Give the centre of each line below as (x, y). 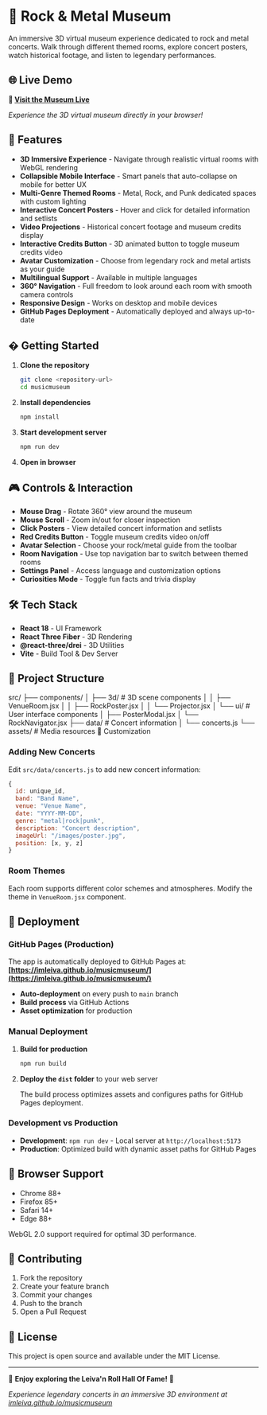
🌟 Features (35, 140)
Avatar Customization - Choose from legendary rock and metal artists (135, 260)
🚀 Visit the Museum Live (49, 99)
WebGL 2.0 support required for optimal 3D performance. (103, 1234)
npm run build (43, 1063)
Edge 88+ (36, 1218)
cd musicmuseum (45, 388)
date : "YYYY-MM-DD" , (49, 814)
